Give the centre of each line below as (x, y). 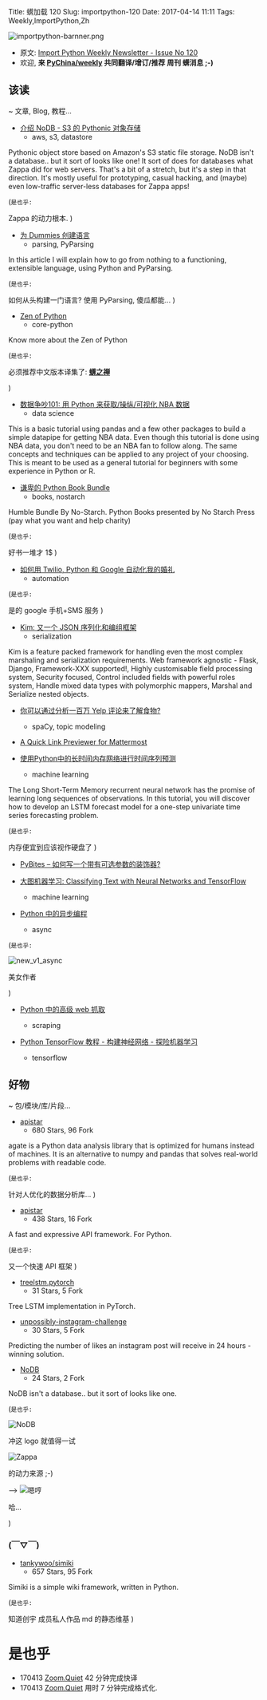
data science (53, 413)
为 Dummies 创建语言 (55, 235)
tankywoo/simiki (47, 1563)
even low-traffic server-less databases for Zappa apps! (99, 186)
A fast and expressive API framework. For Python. (90, 1234)
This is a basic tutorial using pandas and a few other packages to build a (127, 429)
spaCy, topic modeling (69, 726)
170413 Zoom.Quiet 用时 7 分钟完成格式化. (88, 1687)
